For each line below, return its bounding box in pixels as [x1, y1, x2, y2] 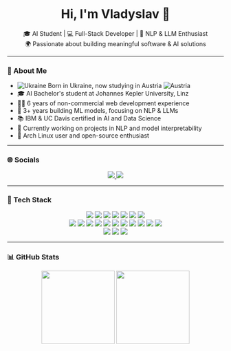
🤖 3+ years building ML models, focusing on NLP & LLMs [16, 107, 179, 115]
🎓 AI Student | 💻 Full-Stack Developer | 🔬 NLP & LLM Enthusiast [23, 29, 208, 37]
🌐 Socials [7, 155, 40, 164]
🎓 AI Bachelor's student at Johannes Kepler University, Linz [16, 89, 189, 98]
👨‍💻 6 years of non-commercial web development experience [16, 99, 190, 107]
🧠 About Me [7, 65, 47, 75]
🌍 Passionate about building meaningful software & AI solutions [25, 39, 206, 47]
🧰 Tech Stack [7, 195, 52, 205]
